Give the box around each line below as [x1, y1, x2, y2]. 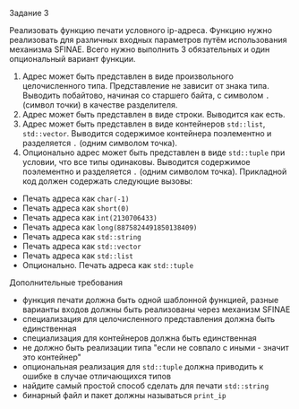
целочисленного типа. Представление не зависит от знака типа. [21, 81, 270, 91]
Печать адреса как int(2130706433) [21, 213, 158, 222]
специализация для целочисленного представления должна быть [21, 314, 276, 324]
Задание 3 [9, 8, 49, 18]
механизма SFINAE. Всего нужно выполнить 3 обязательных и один [9, 44, 270, 55]
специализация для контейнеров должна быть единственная [21, 333, 257, 344]
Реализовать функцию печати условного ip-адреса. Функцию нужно [9, 25, 273, 35]
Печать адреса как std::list [21, 250, 134, 261]
